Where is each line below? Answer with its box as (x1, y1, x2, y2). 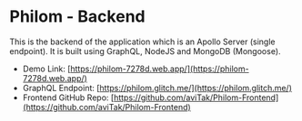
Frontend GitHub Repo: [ (22, 92, 115, 103)
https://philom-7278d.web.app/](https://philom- (70, 63, 249, 74)
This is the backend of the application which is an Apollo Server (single (9, 36, 276, 47)
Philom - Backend (9, 6, 146, 27)
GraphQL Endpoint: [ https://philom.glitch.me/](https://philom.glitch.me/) (22, 82, 293, 93)
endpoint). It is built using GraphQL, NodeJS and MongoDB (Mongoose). (9, 45, 281, 56)
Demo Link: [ (22, 63, 71, 74)
